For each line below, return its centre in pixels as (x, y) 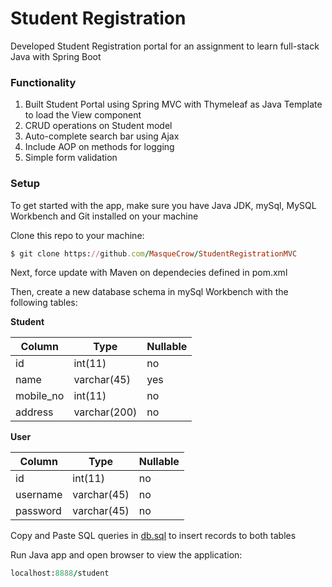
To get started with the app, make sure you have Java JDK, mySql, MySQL (163, 205)
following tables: (44, 303)
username (39, 495)
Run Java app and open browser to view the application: (126, 555)
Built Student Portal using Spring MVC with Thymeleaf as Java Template (173, 104)
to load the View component (83, 115)
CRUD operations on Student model (98, 126)
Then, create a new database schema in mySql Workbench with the (149, 292)
